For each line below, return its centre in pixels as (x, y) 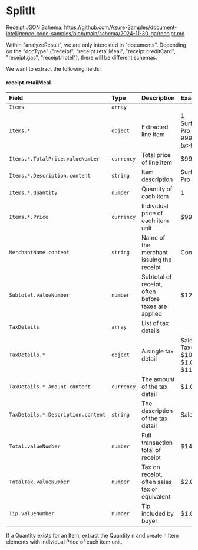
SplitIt (21, 11)
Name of (153, 238)
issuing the (156, 260)
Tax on (151, 467)
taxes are (154, 306)
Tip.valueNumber (32, 514)
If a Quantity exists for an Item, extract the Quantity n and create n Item (93, 536)
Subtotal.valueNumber (39, 295)
